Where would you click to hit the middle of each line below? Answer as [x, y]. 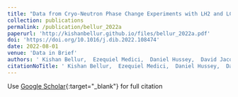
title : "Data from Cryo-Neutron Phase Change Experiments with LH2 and [115, 14]
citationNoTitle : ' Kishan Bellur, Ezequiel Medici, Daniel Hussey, [114, 66]
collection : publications [45, 20]
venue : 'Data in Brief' [42, 53]
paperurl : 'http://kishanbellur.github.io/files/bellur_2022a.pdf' [109, 33]
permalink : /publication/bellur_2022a [64, 27]
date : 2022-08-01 [33, 46]
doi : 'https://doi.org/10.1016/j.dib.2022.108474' [84, 40]
